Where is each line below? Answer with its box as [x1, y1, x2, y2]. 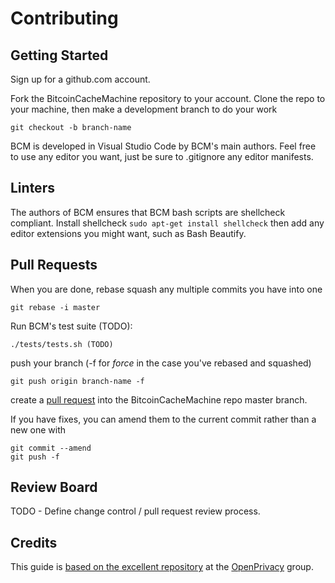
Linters [10, 180, 55, 197]
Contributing [10, 7, 119, 30]
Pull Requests [10, 257, 98, 274]
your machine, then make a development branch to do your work [10, 103, 278, 115]
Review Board [10, 479, 98, 496]
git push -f [10, 452, 60, 462]
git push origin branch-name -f [10, 376, 145, 386]
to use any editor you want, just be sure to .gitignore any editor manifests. [10, 151, 314, 162]
